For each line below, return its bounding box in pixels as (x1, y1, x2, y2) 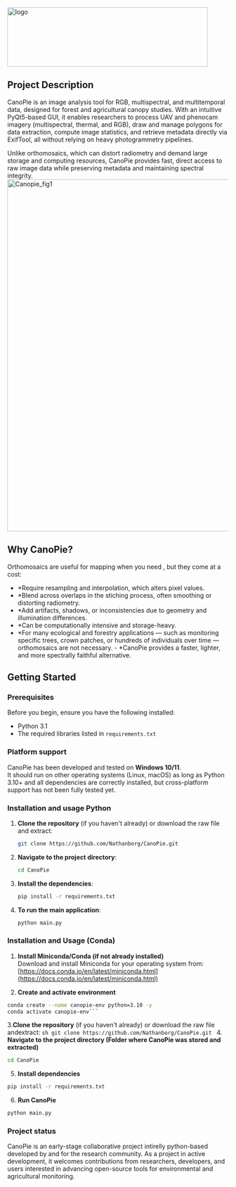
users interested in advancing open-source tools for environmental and (7, 1164, 214, 1173)
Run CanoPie (17, 1096, 56, 1105)
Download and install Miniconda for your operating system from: (17, 959, 204, 967)
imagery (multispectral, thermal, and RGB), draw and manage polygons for (7, 120, 223, 129)
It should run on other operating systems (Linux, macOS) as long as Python (7, 770, 225, 779)
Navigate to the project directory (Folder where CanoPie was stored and (7, 1036, 221, 1044)
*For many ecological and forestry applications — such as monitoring (17, 628, 219, 636)
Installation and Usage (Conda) (7, 936, 116, 946)
